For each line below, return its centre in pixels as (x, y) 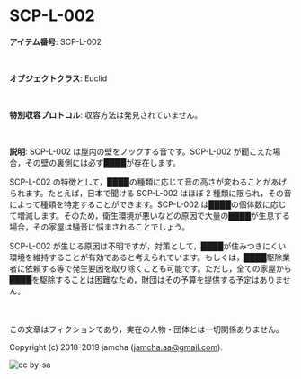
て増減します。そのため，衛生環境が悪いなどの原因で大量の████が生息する (150, 215)
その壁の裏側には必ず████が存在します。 (103, 162)
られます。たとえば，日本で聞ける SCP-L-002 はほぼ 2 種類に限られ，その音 (150, 193)
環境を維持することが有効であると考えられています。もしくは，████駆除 (146, 257)
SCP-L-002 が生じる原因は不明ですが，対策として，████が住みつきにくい (148, 246)
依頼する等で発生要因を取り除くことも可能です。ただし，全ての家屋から (158, 268)
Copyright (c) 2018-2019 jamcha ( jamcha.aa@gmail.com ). (116, 347)
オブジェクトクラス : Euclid (58, 78)
